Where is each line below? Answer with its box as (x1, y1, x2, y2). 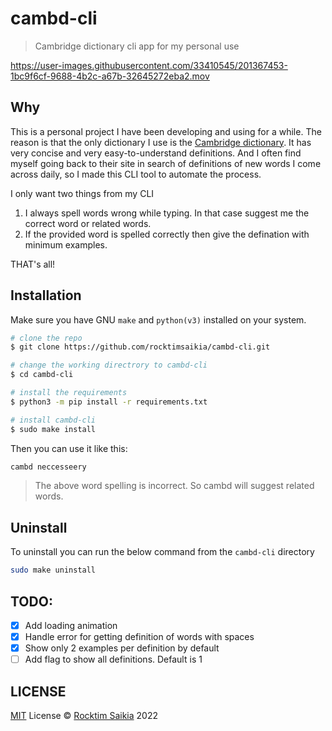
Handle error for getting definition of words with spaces (24, 631, 255, 642)
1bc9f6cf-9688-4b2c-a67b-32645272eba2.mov (10, 70, 210, 82)
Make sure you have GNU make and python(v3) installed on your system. (10, 313, 307, 326)
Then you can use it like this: (10, 442, 128, 454)
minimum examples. (24, 238, 108, 251)
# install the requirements (10, 388, 128, 398)
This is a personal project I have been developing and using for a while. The (10, 125, 322, 137)
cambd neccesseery (10, 462, 87, 472)
